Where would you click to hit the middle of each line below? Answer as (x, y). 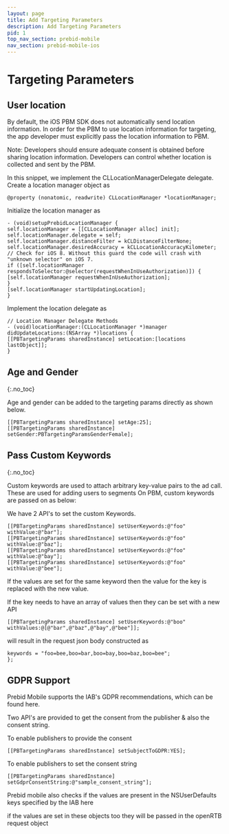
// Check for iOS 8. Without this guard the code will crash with (104, 253)
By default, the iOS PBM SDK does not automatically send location (101, 122)
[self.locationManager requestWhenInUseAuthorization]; (89, 277)
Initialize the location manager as (54, 210)
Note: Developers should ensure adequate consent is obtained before (106, 150)
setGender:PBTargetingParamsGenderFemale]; (70, 434)
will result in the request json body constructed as (78, 641)
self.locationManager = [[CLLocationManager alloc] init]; (94, 229)
